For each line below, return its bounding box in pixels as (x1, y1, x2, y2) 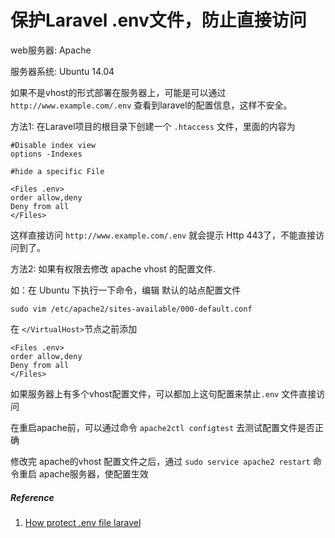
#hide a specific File (10, 166, 105, 176)
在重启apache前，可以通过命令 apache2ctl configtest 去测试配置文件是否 (10, 421, 316, 433)
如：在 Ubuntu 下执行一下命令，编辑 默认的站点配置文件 (10, 284, 242, 296)
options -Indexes (10, 149, 83, 159)
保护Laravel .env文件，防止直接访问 (10, 9, 307, 32)
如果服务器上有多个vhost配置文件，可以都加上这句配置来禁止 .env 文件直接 (10, 387, 317, 400)
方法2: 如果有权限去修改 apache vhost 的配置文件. (10, 262, 216, 275)
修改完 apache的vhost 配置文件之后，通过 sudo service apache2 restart (10, 455, 311, 467)
